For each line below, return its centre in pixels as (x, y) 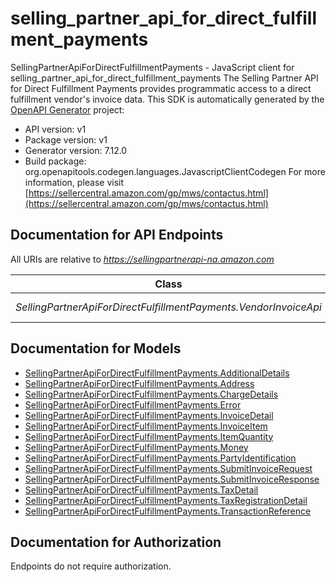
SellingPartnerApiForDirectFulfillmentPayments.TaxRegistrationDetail (166, 500)
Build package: (55, 161)
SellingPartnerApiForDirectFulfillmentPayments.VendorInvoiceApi (168, 307)
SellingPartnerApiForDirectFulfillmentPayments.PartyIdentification (160, 458)
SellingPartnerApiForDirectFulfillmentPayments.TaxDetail (141, 489)
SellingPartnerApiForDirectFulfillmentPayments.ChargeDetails (151, 394)
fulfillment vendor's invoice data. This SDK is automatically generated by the (167, 99)
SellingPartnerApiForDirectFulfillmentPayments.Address (139, 383)
